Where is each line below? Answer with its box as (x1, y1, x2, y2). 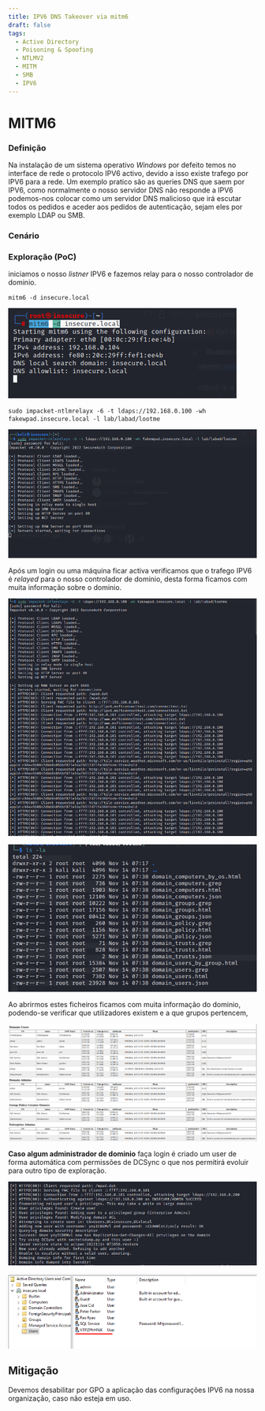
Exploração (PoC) (8, 251, 77, 262)
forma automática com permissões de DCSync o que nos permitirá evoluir (8, 1158, 249, 1167)
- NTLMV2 (15, 54, 44, 62)
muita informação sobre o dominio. (8, 583, 122, 592)
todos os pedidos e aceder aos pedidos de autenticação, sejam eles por (8, 202, 243, 212)
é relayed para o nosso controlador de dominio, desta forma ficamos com (8, 574, 248, 584)
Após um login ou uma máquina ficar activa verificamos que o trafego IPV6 (8, 566, 252, 576)
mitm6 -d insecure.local (8, 294, 90, 302)
